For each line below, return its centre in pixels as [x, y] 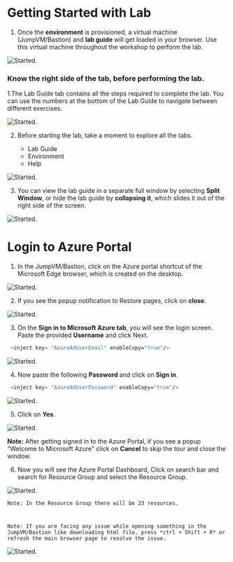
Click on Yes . [36, 414]
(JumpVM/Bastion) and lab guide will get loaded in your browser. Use [117, 39]
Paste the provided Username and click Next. [82, 335]
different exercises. [35, 109]
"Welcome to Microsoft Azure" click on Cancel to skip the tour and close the [116, 448]
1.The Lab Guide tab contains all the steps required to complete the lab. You [115, 94]
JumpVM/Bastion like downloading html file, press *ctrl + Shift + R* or [116, 533]
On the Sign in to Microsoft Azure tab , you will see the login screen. [115, 328]
